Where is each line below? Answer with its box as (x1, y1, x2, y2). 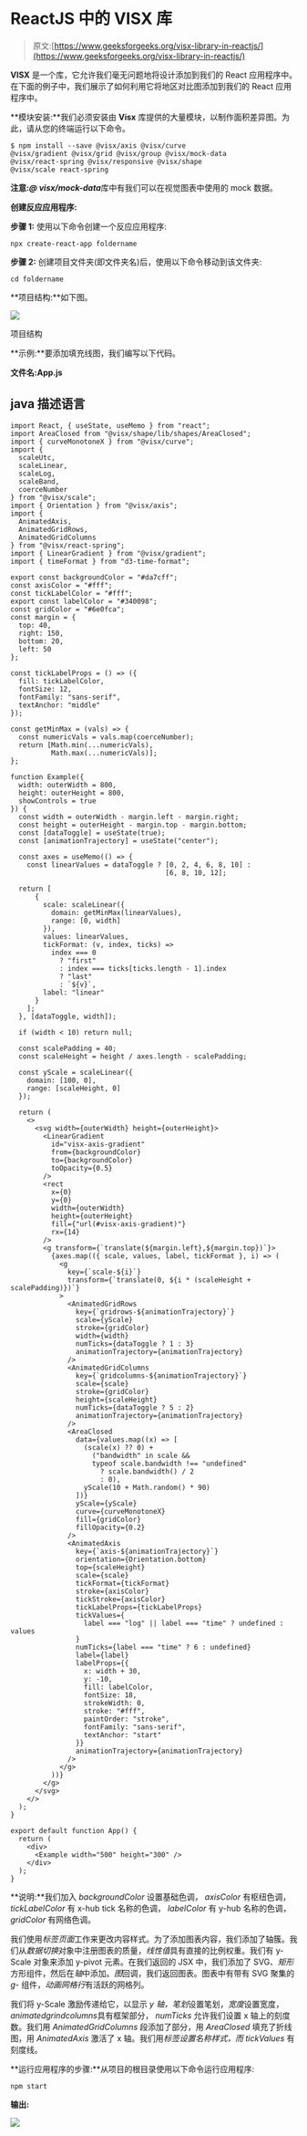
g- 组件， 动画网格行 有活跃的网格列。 (10, 1979, 149, 1990)
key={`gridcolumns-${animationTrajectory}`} (75, 1370, 248, 1381)
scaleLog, (18, 469, 56, 478)
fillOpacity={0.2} (75, 1523, 146, 1532)
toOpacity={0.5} (50, 1163, 113, 1172)
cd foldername (10, 275, 65, 284)
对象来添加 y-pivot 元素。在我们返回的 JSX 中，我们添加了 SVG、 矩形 (33, 1956, 294, 1967)
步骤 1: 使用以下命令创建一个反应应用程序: (10, 221, 168, 232)
